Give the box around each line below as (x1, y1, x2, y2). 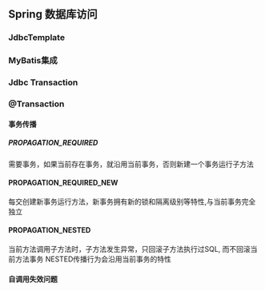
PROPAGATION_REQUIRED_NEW (8, 178, 118, 188)
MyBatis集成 (8, 55, 58, 66)
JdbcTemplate (8, 32, 66, 43)
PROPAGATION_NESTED (8, 225, 91, 235)
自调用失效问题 (8, 274, 58, 284)
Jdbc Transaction (8, 77, 78, 88)
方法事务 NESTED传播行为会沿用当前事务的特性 (14, 254, 172, 264)
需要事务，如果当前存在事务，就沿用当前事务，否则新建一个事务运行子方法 (8, 159, 254, 169)
